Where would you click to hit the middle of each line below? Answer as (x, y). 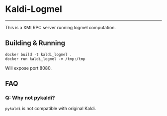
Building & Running (35, 43)
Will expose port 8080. (29, 68)
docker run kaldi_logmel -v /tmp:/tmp (45, 59)
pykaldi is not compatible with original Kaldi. (51, 109)
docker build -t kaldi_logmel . (39, 55)
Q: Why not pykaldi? (30, 98)
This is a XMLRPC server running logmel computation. (60, 27)
